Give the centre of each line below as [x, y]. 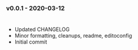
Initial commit [31, 42]
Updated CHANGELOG [42, 29]
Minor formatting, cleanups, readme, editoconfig [73, 36]
